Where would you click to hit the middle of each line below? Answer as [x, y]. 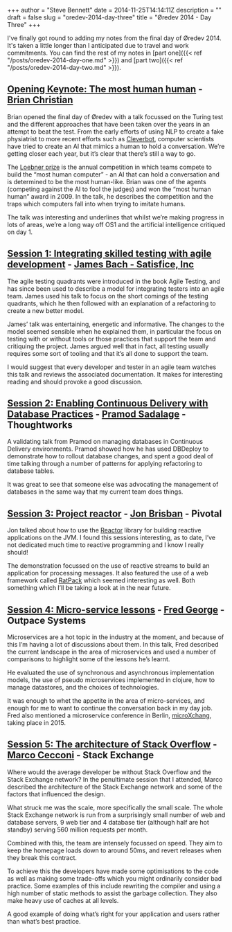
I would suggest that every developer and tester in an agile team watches [112, 367]
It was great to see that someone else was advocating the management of [113, 485]
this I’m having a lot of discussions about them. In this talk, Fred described [113, 645]
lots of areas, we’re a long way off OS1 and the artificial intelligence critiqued [116, 224]
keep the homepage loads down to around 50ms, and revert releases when [114, 850]
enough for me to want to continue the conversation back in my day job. [110, 708]
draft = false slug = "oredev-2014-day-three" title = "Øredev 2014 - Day [109, 17]
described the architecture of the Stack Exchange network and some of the [115, 787]
